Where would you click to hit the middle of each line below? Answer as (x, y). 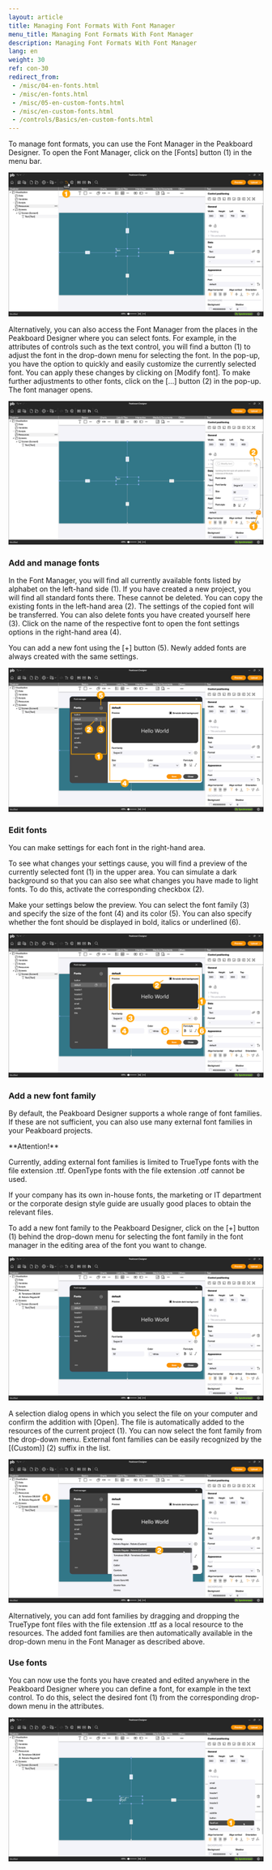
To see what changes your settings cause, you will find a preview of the (128, 863)
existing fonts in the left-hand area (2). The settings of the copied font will (132, 606)
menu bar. (25, 161)
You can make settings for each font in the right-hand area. (107, 848)
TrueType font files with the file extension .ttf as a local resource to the (126, 1625)
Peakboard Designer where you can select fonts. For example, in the (123, 337)
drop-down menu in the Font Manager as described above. (107, 1642)
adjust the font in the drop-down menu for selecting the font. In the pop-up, (134, 355)
